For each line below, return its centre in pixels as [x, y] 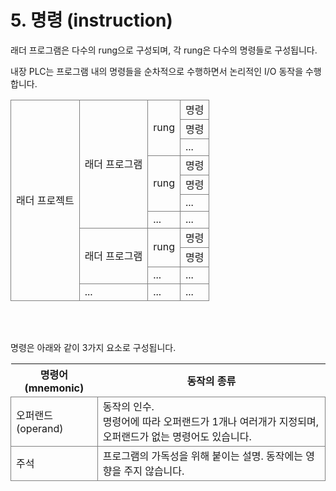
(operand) [40, 428]
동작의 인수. [128, 406]
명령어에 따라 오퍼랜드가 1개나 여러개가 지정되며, [210, 421]
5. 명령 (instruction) [91, 20]
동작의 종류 [211, 381]
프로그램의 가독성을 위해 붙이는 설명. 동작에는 [202, 456]
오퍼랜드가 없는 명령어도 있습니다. [177, 436]
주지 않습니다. [154, 471]
